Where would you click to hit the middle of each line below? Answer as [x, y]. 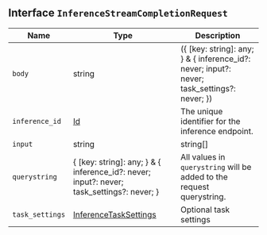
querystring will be [216, 167]
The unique [201, 111]
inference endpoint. [217, 131]
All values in [203, 156]
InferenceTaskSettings [114, 214]
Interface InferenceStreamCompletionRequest [118, 13]
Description [218, 35]
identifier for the [210, 121]
